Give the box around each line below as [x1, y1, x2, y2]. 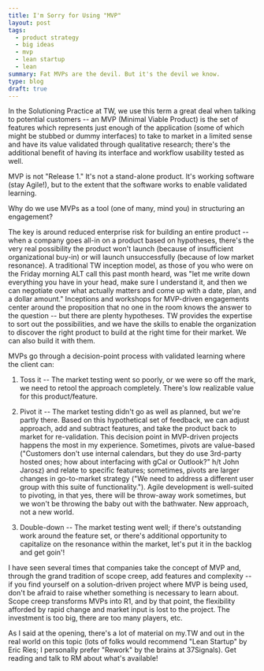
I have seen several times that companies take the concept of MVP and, [8, 563, 242, 573]
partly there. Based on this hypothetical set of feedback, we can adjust [19, 415, 250, 425]
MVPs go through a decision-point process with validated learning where [8, 351, 246, 361]
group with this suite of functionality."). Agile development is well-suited [19, 482, 254, 492]
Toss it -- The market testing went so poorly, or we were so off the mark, [19, 375, 256, 384]
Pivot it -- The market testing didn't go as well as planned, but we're [19, 407, 241, 417]
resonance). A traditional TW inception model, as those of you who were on [8, 261, 254, 270]
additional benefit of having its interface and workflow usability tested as [8, 148, 244, 158]
